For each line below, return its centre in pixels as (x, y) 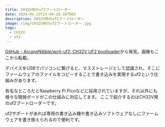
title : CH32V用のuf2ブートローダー (38, 10)
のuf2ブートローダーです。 (32, 103)
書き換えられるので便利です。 (52, 119)
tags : (11, 28)
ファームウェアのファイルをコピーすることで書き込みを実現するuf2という (80, 74)
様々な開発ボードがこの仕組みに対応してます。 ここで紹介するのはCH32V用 (82, 97)
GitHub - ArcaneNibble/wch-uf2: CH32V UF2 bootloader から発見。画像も (80, 51)
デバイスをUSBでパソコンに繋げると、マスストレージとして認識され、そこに (83, 68)
